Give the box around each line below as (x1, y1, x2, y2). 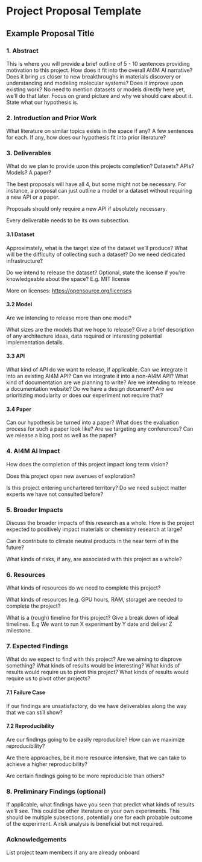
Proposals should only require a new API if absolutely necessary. (6, 205, 168, 213)
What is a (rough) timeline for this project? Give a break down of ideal (6, 614, 179, 622)
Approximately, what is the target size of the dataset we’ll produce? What (6, 244, 188, 251)
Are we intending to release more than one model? (6, 314, 131, 321)
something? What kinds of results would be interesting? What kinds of (6, 662, 180, 669)
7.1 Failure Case (6, 689, 46, 696)
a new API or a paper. (6, 193, 60, 201)
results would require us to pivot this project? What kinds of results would (6, 669, 189, 676)
